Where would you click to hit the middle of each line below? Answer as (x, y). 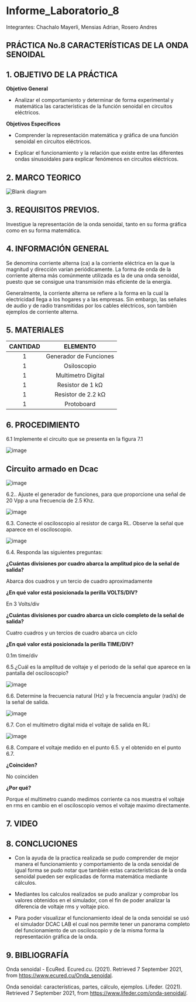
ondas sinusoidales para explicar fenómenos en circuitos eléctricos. (97, 159)
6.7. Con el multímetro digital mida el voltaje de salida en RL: (78, 725)
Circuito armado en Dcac (52, 469)
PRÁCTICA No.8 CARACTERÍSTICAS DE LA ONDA (97, 45)
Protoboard (80, 404)
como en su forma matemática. (44, 230)
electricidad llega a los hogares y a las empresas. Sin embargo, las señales (97, 299)
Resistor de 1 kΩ (80, 385)
